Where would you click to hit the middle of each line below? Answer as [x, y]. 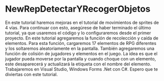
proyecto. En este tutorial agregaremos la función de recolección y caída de [82, 38]
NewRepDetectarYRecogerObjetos [78, 9]
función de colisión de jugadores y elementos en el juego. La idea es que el [82, 53]
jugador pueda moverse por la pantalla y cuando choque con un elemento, [81, 59]
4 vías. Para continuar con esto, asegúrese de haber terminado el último [78, 27]
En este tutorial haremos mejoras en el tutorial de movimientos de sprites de [82, 22]
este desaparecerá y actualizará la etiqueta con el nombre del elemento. [78, 64]
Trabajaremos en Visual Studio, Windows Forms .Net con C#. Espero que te [82, 69]
